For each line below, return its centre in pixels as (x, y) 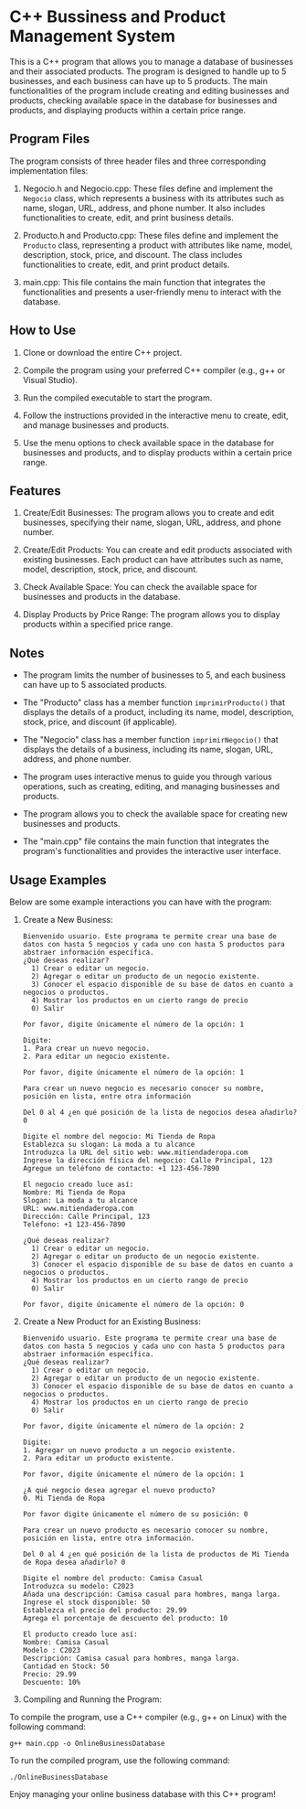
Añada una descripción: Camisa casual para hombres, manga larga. (152, 1594)
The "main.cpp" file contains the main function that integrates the (146, 841)
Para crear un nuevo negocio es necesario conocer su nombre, (143, 1088)
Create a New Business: (68, 920)
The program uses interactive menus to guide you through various (147, 777)
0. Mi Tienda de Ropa (63, 1498)
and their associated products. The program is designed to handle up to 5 (148, 71)
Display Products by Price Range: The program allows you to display (151, 615)
